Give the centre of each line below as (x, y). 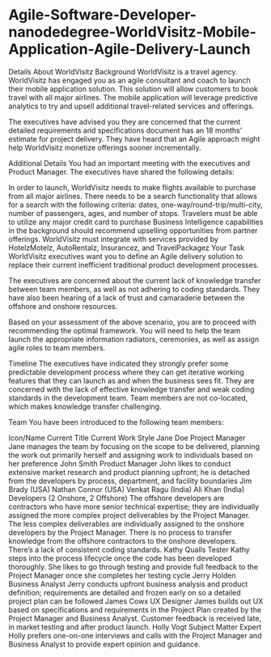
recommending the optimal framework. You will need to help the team (125, 330)
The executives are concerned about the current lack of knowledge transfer (135, 280)
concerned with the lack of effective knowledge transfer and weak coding (131, 389)
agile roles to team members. (57, 348)
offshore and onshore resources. (63, 306)
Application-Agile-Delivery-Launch (129, 49)
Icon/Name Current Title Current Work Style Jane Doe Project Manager (127, 438)
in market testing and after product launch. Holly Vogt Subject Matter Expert (135, 627)
